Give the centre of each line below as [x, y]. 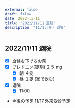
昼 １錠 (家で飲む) [37, 79]
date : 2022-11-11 [22, 18]
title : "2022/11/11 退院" [30, 23]
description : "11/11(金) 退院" [36, 28]
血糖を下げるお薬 [29, 61]
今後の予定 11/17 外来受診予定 [41, 101]
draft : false [18, 14]
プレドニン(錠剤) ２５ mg [37, 67]
